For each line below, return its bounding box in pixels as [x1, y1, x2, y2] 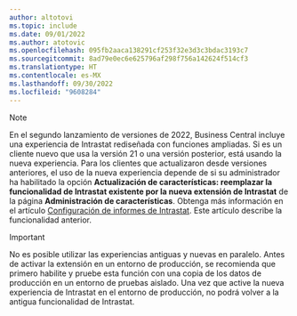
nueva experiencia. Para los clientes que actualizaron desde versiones [9, 158, 268, 168]
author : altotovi [9, 12, 74, 22]
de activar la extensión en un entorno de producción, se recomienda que [9, 258, 276, 269]
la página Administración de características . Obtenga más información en [9, 195, 284, 206]
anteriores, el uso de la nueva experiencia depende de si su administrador [9, 166, 281, 178]
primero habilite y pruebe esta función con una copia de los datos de [9, 268, 262, 279]
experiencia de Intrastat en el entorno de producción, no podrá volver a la [9, 287, 279, 297]
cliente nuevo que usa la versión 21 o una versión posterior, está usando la [9, 148, 282, 158]
